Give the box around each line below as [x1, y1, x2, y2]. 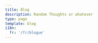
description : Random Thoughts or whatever [5, 12, 93, 17]
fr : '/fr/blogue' [9, 30, 45, 35]
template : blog [5, 21, 36, 26]
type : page [5, 16, 27, 21]
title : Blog [5, 7, 29, 12]
